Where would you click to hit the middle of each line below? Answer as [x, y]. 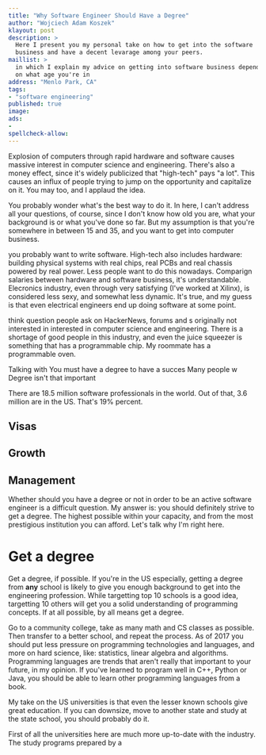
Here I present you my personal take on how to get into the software [134, 45]
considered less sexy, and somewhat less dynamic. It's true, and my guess [130, 296]
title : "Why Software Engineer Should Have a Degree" [99, 15]
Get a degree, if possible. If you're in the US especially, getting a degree [125, 579]
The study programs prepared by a [65, 743]
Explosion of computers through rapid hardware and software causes [122, 156]
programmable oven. [42, 354]
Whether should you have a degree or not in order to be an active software [130, 500]
